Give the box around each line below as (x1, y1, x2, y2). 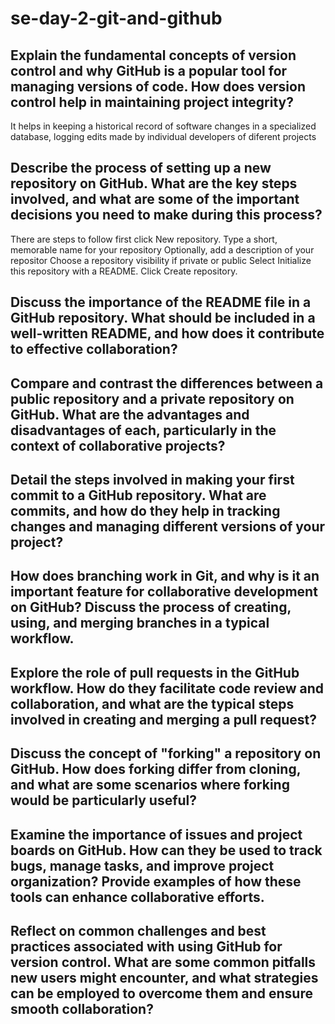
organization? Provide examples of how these (10, 873, 302, 890)
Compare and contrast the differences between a (10, 375, 324, 392)
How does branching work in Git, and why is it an (10, 568, 320, 585)
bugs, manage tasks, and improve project (10, 857, 275, 874)
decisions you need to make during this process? (10, 207, 323, 224)
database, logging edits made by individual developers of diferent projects (10, 131, 317, 142)
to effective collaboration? (10, 341, 178, 358)
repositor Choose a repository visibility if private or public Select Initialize (10, 254, 312, 266)
